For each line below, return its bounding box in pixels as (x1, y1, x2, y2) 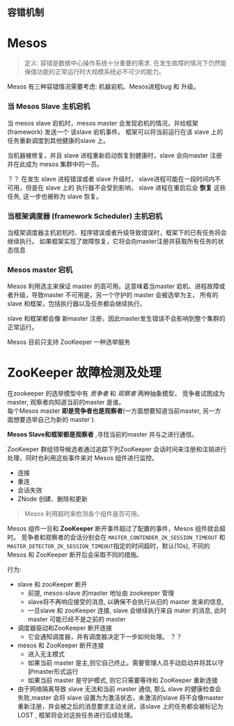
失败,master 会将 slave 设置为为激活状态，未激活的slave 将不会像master (17, 693, 224, 702)
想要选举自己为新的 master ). (13, 416, 96, 424)
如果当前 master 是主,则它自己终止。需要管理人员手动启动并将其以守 (27, 658, 224, 667)
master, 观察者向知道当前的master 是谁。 (7, 398, 125, 407)
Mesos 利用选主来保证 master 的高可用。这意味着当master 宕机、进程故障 (7, 282, 219, 291)
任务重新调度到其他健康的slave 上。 (7, 136, 110, 144)
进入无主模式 (27, 650, 65, 658)
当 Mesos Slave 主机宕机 (7, 102, 91, 112)
